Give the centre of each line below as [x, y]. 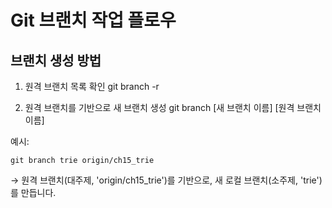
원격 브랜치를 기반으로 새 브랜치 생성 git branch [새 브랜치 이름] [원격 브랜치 [173, 107]
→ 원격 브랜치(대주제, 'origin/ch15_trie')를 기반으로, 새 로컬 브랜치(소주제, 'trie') [166, 180]
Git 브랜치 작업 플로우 [93, 20]
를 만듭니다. [33, 192]
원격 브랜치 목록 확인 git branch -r [92, 86]
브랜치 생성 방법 [56, 60]
